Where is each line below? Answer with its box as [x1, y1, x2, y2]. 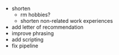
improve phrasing [11, 30, 54, 37]
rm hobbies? [20, 11, 51, 18]
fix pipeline [11, 42, 38, 49]
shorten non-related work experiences [20, 18, 113, 24]
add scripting [11, 36, 44, 43]
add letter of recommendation [11, 23, 83, 30]
